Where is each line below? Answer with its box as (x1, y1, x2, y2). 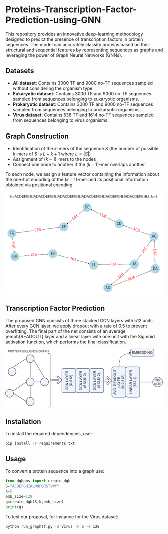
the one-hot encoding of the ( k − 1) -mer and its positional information (5, 176, 148, 182)
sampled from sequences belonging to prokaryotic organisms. (12, 106, 141, 112)
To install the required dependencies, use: (5, 431, 92, 437)
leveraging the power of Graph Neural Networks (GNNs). (5, 52, 123, 58)
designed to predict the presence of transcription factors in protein (5, 36, 143, 42)
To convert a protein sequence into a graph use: (5, 468, 105, 474)
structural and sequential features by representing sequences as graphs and (5, 47, 163, 53)
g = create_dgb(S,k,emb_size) (5, 499, 64, 505)
